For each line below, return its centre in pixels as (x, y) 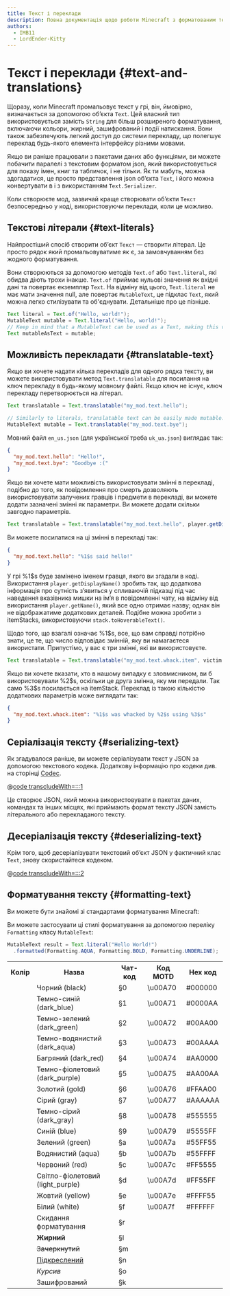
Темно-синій (59, 998)
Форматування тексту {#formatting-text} (99, 895)
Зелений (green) (64, 1142)
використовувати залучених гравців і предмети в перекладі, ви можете (112, 497)
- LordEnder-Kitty (40, 39)
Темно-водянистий (69, 1038)
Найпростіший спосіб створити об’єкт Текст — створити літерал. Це (106, 244)
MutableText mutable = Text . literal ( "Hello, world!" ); (87, 320)
